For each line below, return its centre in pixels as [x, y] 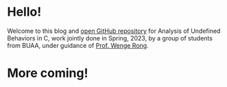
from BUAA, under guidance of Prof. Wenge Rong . [78, 45]
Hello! [24, 12]
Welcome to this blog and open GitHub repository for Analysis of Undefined [114, 31]
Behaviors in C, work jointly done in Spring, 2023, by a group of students [110, 38]
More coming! [48, 73]
